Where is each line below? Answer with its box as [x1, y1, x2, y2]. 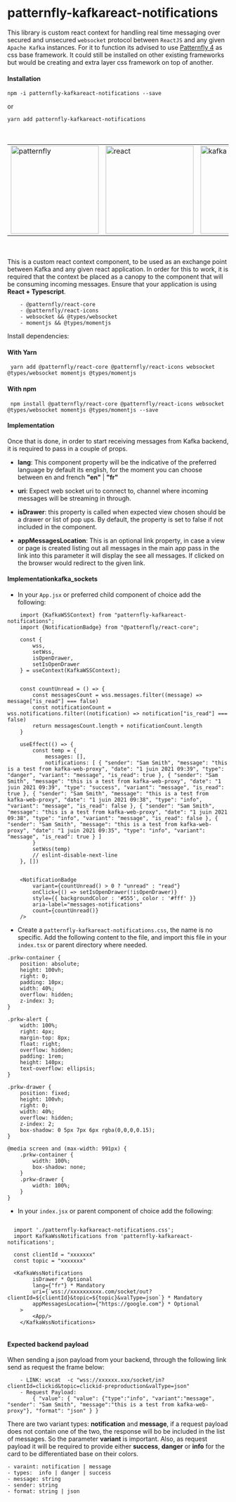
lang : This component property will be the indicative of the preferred [17, 457, 216, 466]
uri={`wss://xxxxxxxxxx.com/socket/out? [32, 1288, 152, 1295]
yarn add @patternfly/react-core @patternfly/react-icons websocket [10, 364, 216, 371]
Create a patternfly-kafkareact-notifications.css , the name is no [17, 926, 213, 934]
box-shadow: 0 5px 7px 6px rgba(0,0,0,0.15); [20, 1126, 156, 1134]
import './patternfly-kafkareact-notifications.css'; [13, 1226, 174, 1233]
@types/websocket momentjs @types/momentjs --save [7, 406, 159, 413]
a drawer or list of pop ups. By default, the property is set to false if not [17, 515, 223, 524]
